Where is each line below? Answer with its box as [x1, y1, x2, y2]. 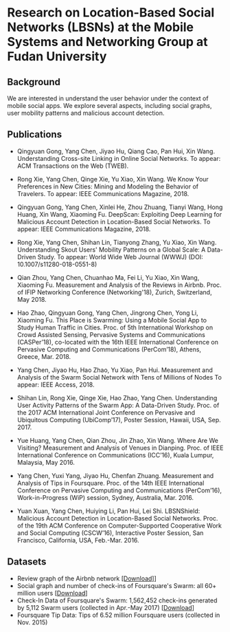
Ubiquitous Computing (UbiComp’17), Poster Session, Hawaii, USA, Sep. [16, 415, 221, 424]
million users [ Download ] [16, 589, 88, 597]
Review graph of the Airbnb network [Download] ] [16, 574, 157, 582]
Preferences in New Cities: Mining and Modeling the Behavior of [16, 182, 199, 190]
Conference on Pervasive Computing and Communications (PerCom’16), [16, 486, 222, 494]
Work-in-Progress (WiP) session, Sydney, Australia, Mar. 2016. [16, 493, 194, 501]
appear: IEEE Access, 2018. [16, 380, 95, 389]
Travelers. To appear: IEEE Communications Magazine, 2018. [16, 189, 189, 197]
